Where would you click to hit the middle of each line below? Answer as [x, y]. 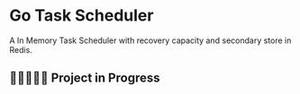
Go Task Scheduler [82, 16]
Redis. [21, 49]
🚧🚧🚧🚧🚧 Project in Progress [85, 78]
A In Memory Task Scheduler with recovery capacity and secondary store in [150, 40]
